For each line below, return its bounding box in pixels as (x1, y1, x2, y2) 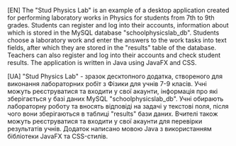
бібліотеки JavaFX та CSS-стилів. (7, 132, 108, 140)
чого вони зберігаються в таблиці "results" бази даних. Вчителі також (7, 109, 218, 118)
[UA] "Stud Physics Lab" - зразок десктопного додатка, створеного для (7, 72, 223, 80)
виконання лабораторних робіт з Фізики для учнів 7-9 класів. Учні (7, 80, 207, 87)
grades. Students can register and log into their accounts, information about (7, 21, 229, 29)
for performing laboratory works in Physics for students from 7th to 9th (7, 13, 215, 22)
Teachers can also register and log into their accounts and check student (7, 51, 221, 59)
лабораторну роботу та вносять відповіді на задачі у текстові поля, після (7, 102, 229, 110)
